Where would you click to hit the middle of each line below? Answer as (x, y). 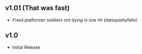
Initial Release (26, 47)
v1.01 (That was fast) (37, 8)
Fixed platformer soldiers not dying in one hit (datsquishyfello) (75, 20)
